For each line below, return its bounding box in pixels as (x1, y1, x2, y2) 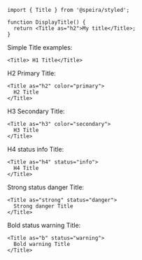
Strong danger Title (13, 203, 73, 210)
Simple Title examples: (7, 43, 73, 52)
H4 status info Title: (7, 145, 64, 153)
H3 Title (13, 127, 39, 133)
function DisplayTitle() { (7, 19, 86, 26)
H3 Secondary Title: (7, 107, 65, 115)
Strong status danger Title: (7, 183, 85, 192)
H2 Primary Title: (7, 69, 56, 77)
